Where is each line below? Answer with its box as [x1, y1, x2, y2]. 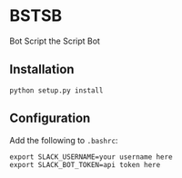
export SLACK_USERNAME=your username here [9, 152, 173, 162]
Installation [9, 62, 75, 77]
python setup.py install [9, 85, 104, 95]
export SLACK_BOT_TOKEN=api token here [9, 160, 161, 169]
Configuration [9, 111, 91, 126]
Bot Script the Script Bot [9, 35, 100, 46]
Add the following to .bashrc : [9, 134, 118, 145]
